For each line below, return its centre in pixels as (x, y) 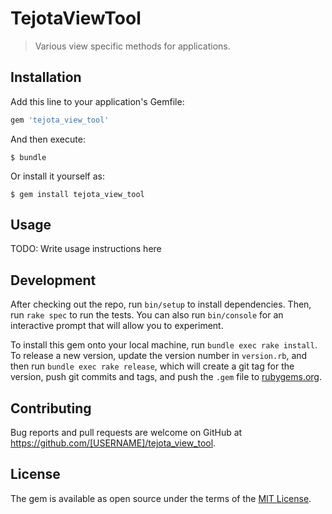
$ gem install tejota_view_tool (77, 194)
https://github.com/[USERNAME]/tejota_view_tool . (113, 443)
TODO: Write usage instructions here (86, 249)
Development (53, 280)
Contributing (51, 408)
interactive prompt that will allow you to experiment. (117, 326)
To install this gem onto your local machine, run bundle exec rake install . (164, 345)
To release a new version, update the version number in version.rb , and (159, 356)
